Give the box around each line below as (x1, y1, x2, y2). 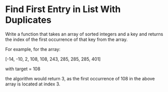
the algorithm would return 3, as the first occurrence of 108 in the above (5, 75, 155, 81)
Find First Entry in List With (5, 4, 121, 15)
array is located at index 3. (5, 81, 61, 87)
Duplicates (5, 14, 51, 26)
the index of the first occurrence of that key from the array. (5, 36, 128, 42)
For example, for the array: (5, 46, 61, 52)
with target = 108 (5, 66, 40, 72)
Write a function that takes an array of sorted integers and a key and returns (5, 31, 163, 37)
